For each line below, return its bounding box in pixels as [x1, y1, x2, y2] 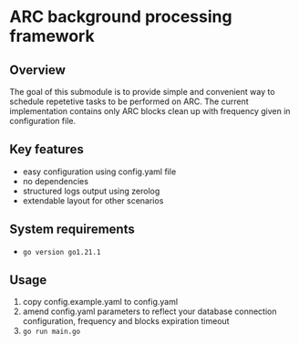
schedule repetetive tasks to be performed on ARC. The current [9, 96, 249, 107]
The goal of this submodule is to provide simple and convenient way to [9, 87, 275, 97]
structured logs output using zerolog [22, 185, 160, 196]
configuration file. [9, 116, 76, 126]
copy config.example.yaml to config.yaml [22, 297, 179, 308]
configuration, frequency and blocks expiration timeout [22, 316, 230, 327]
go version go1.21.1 [22, 247, 101, 256]
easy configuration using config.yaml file [22, 166, 177, 177]
